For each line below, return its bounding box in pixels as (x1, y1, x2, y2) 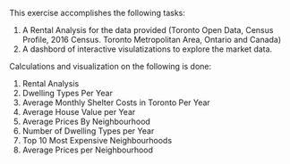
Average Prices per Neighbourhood (21, 144, 154, 155)
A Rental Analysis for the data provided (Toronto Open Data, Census (21, 25, 274, 35)
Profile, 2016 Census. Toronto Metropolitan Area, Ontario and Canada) (21, 35, 282, 45)
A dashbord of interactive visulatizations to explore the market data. (21, 44, 273, 54)
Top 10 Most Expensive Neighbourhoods (21, 135, 173, 145)
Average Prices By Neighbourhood (21, 116, 150, 127)
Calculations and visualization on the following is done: (9, 61, 212, 71)
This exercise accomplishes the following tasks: (9, 8, 186, 18)
